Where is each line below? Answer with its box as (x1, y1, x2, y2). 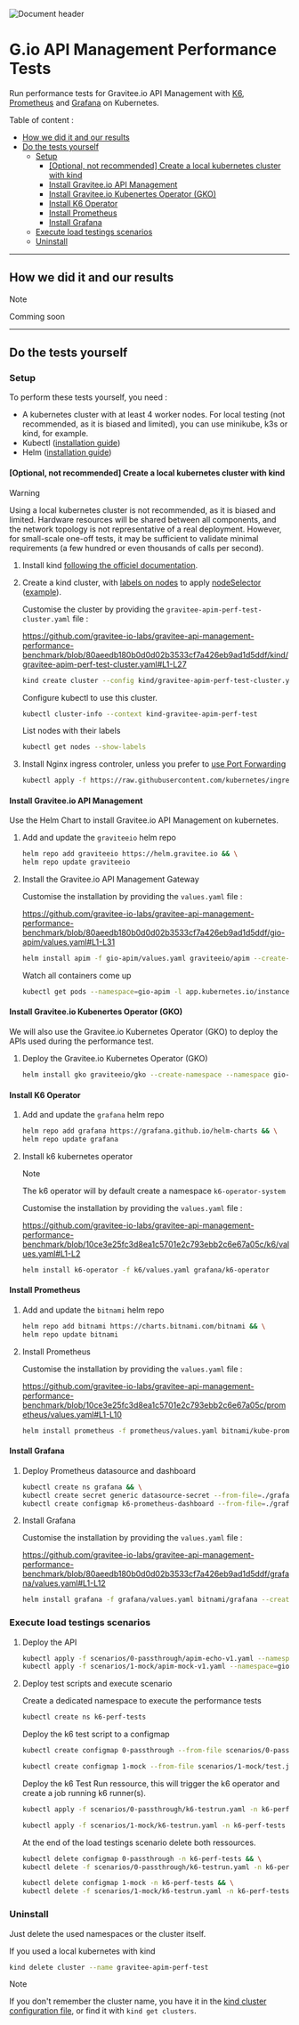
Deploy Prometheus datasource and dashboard (21, 1465, 196, 1476)
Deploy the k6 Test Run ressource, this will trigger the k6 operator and (21, 1777, 280, 1789)
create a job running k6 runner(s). (21, 1787, 147, 1798)
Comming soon (9, 311, 65, 321)
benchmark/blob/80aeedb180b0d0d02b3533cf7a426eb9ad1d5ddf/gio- (21, 927, 286, 939)
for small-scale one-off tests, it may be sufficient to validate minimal (9, 533, 259, 543)
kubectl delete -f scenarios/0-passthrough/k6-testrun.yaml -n (21, 1862, 263, 1872)
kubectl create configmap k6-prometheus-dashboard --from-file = (21, 1499, 266, 1509)
